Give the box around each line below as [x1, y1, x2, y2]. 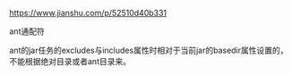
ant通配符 [9, 26, 45, 37]
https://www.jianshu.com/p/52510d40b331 [9, 8, 167, 18]
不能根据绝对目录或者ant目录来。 [9, 56, 132, 66]
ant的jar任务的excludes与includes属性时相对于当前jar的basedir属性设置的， [9, 45, 288, 55]
